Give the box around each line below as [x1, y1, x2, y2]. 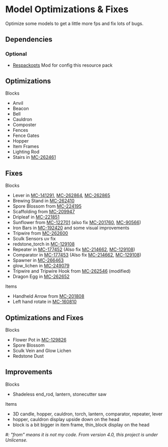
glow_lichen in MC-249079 [12, 263, 70, 269]
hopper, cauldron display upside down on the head [12, 416, 120, 422]
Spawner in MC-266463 [12, 257, 64, 263]
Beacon [12, 105, 29, 111]
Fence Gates [12, 132, 40, 138]
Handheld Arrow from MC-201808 [12, 293, 85, 299]
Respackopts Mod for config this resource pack [12, 62, 113, 68]
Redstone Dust [12, 353, 44, 359]
